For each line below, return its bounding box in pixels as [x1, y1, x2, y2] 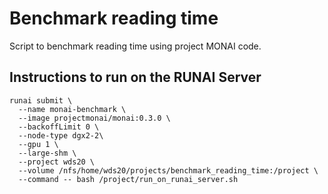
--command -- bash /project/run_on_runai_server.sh [18, 174, 239, 184]
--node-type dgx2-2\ [18, 130, 104, 141]
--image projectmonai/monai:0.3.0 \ [18, 113, 171, 123]
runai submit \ [9, 95, 73, 106]
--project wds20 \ [18, 157, 96, 167]
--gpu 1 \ [18, 139, 59, 149]
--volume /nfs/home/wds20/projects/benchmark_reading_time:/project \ [18, 165, 319, 176]
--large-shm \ [18, 148, 77, 158]
